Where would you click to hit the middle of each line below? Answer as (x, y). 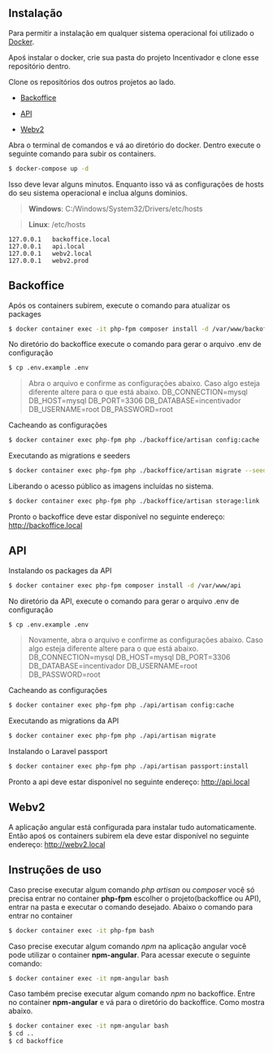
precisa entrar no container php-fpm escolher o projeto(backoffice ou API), (135, 898)
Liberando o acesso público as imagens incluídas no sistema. (111, 486)
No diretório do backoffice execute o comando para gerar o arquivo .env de (135, 344)
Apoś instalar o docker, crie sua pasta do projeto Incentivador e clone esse (134, 57)
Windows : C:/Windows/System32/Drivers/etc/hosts (115, 208)
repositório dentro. (39, 66)
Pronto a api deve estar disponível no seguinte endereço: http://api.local (129, 782)
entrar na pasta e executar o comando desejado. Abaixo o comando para (131, 906)
